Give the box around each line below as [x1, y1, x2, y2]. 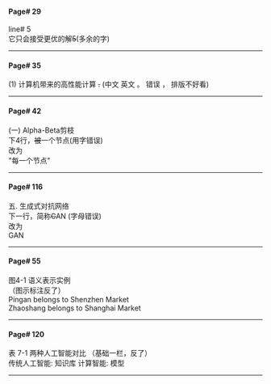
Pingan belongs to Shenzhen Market [8, 295, 129, 305]
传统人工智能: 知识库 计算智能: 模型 [8, 358, 125, 368]
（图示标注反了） [8, 285, 65, 295]
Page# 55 [8, 256, 42, 266]
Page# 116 [8, 182, 43, 192]
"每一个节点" [8, 155, 51, 165]
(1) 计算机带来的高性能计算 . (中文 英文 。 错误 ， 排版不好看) [8, 79, 210, 89]
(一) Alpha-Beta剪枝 [8, 125, 75, 135]
